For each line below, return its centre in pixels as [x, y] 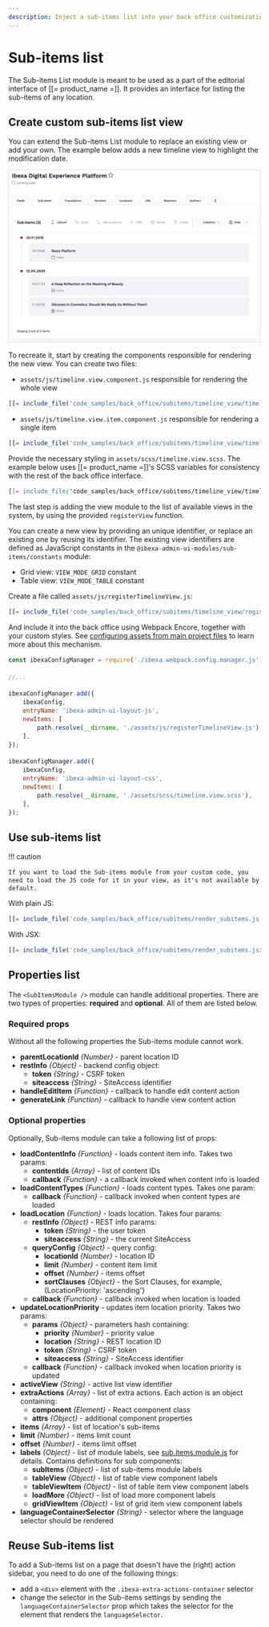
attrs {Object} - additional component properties [112, 1418]
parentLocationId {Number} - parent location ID [99, 1057]
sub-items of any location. [51, 97]
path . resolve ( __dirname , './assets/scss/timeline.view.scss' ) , [145, 795]
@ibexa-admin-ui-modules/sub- [187, 549]
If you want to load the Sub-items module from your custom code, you [128, 873]
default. [23, 889]
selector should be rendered [66, 1520]
